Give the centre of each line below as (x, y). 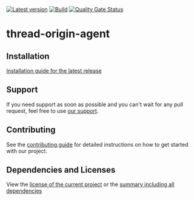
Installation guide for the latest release (54, 71)
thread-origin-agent (58, 34)
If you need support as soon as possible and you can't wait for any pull (95, 104)
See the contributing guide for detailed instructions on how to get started (98, 144)
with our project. (27, 151)
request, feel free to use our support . (52, 111)
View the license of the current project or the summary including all (90, 184)
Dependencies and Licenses (61, 170)
